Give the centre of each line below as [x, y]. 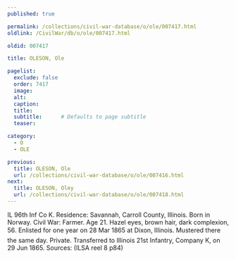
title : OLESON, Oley [44, 188]
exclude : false [36, 78]
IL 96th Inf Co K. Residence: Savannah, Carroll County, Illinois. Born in [108, 215]
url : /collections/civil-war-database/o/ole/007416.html [99, 175]
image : [23, 91]
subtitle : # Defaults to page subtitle [80, 117]
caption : [26, 104]
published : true [31, 14]
